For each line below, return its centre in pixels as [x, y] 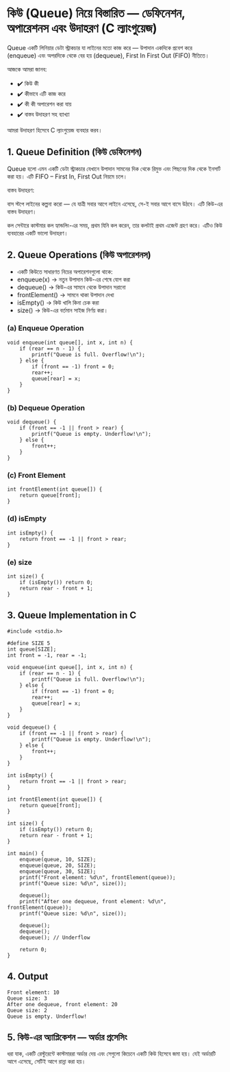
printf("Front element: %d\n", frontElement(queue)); [98, 877]
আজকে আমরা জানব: [27, 69]
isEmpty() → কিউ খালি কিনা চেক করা [58, 302]
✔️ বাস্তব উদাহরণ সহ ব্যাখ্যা [43, 114]
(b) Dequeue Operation [46, 408]
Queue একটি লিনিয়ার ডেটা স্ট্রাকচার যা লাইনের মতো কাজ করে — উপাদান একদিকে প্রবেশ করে [100, 47]
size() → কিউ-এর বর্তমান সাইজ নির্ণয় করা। [62, 310]
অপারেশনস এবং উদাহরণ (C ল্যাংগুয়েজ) [82, 28]
